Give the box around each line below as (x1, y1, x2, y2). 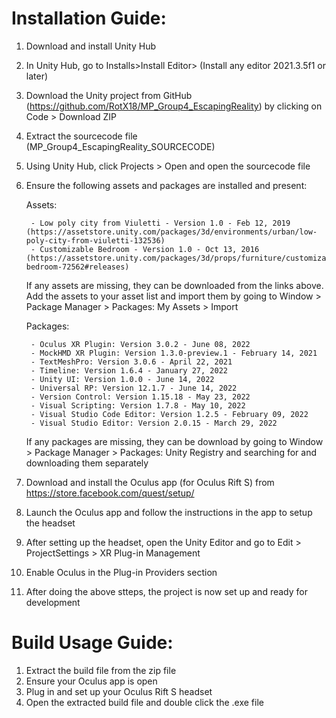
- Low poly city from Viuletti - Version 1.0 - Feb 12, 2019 (30, 218, 291, 228)
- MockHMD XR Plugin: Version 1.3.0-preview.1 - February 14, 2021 (30, 348, 318, 358)
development (25, 596, 81, 608)
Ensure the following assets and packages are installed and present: (25, 179, 308, 191)
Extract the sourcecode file (25, 130, 138, 142)
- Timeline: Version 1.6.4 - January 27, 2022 (30, 365, 228, 376)
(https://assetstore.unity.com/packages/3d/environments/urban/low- (25, 227, 318, 237)
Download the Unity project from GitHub (25, 89, 193, 101)
